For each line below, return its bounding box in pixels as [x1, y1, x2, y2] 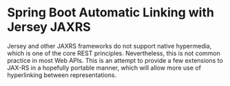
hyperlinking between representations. [7, 70, 117, 79]
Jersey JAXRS [7, 19, 91, 35]
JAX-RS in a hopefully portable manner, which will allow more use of [7, 63, 202, 72]
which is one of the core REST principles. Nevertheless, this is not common [7, 49, 220, 57]
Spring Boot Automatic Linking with [7, 5, 215, 20]
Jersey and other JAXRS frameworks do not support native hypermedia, [7, 42, 212, 50]
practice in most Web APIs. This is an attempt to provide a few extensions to [7, 56, 224, 64]
